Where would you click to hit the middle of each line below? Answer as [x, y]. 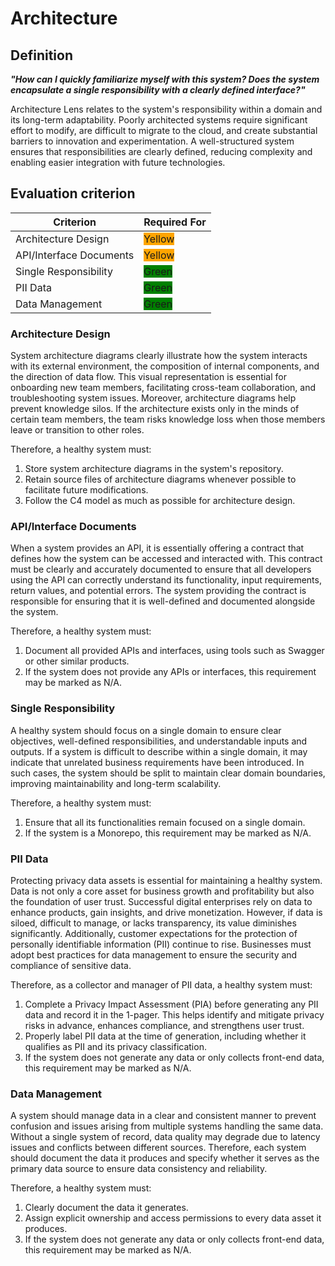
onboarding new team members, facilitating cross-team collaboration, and [163, 388]
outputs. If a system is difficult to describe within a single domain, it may [159, 751]
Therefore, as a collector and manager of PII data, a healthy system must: [161, 985]
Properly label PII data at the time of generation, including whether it [165, 1036]
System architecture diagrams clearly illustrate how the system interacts [159, 356]
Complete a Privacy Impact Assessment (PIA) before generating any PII [171, 1004]
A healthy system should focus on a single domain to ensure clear [146, 730]
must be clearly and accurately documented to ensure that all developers [161, 569]
